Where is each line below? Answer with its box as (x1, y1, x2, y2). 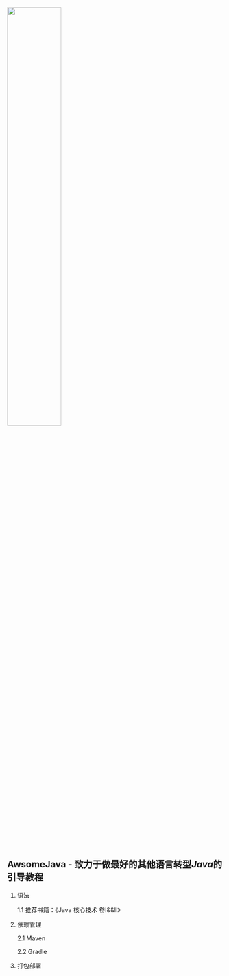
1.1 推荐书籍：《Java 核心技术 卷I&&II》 (16, 905, 121, 913)
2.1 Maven (16, 934, 46, 942)
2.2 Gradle (16, 947, 47, 955)
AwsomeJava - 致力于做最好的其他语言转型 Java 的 (7, 858, 223, 870)
